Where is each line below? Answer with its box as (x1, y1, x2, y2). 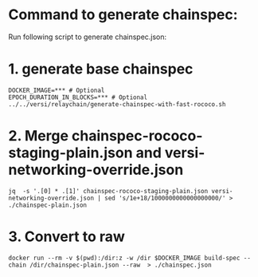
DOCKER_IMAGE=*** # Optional (8, 86, 105, 94)
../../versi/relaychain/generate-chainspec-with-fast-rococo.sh (8, 100, 226, 109)
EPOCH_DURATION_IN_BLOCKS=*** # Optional (8, 93, 148, 101)
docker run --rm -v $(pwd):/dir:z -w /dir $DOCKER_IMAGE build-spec (8, 254, 240, 262)
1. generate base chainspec (8, 60, 193, 78)
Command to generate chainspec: (8, 6, 238, 24)
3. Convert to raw (8, 228, 126, 245)
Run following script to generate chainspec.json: (8, 32, 167, 42)
